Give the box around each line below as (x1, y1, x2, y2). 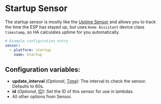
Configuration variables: (5, 65, 81, 74)
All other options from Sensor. (12, 94, 72, 100)
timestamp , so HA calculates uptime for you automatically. (5, 29, 120, 35)
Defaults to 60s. (12, 83, 45, 89)
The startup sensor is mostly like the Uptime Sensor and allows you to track (5, 19, 156, 25)
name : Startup (14, 52, 42, 57)
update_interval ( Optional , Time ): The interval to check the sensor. (12, 78, 146, 84)
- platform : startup (9, 47, 51, 52)
